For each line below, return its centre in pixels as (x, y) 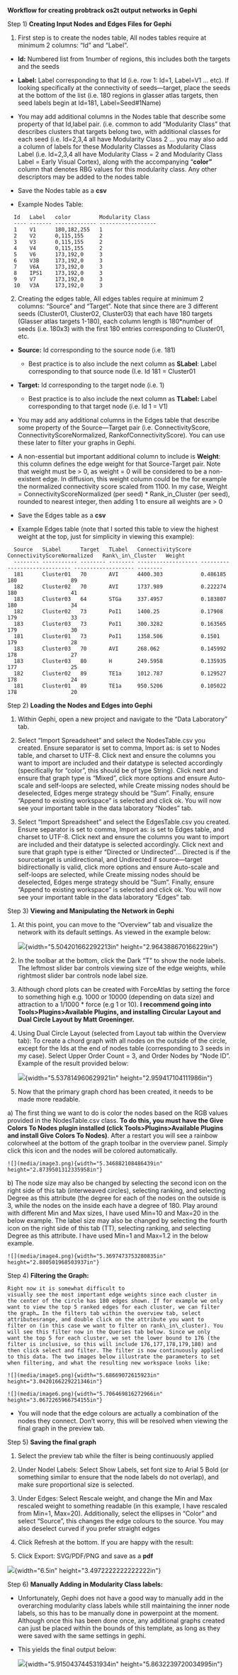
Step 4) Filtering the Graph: (48, 1276)
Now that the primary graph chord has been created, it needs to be (115, 1092)
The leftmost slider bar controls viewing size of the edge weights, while (122, 968)
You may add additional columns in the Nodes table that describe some (121, 117)
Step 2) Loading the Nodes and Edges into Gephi (80, 705)
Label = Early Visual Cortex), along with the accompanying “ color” (115, 162)
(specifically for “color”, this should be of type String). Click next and (118, 771)
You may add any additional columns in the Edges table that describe (118, 420)
